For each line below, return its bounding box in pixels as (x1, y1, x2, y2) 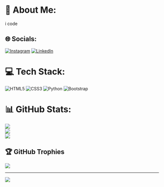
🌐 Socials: (5, 35, 37, 43)
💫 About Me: (5, 4, 57, 16)
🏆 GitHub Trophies (5, 148, 65, 156)
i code (5, 21, 18, 27)
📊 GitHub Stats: (5, 104, 72, 115)
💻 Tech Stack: (5, 66, 65, 77)
